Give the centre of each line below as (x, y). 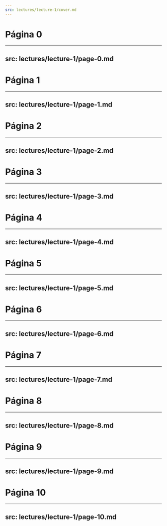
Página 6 (24, 309)
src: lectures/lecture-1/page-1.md (59, 105)
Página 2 (24, 126)
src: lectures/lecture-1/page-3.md (59, 196)
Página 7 (23, 355)
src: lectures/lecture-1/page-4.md (59, 242)
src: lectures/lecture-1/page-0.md (60, 58)
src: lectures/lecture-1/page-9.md (59, 471)
